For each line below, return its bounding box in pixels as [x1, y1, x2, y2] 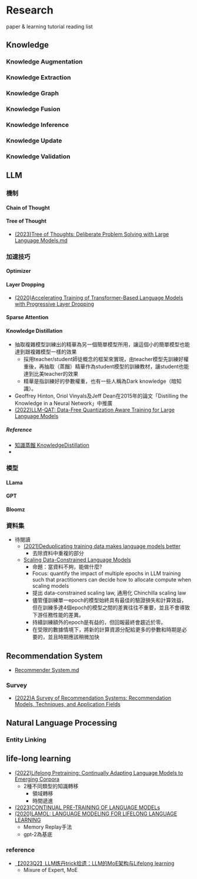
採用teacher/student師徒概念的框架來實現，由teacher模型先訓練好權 [23, 356, 189, 363]
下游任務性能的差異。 [32, 611, 84, 619]
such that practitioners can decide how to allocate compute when [32, 576, 191, 583]
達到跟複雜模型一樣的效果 [14, 348, 77, 356]
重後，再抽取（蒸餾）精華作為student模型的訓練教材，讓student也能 [23, 363, 189, 370]
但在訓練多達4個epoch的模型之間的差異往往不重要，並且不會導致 [32, 604, 190, 611]
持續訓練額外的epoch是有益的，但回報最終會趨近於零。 [32, 619, 166, 626]
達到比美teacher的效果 [23, 370, 78, 377]
